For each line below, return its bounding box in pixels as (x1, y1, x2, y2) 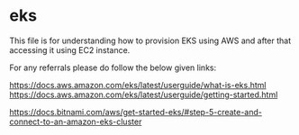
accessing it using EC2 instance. (9, 44, 131, 55)
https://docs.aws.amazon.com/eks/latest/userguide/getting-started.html (9, 89, 278, 100)
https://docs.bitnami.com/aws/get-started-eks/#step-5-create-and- (9, 106, 263, 117)
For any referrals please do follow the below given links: (9, 62, 217, 73)
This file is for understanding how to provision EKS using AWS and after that (9, 35, 291, 46)
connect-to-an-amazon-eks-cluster (9, 116, 142, 127)
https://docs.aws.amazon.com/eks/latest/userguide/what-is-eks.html (9, 79, 267, 90)
